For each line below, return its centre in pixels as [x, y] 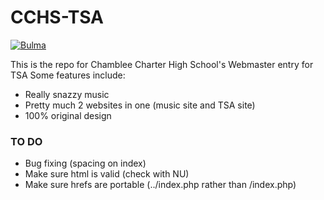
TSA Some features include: [68, 75]
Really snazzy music [67, 94]
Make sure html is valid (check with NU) [107, 174]
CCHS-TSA [57, 17]
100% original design [68, 115]
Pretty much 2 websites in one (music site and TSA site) [140, 105]
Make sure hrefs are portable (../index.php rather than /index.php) [160, 185]
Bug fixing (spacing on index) [85, 163]
